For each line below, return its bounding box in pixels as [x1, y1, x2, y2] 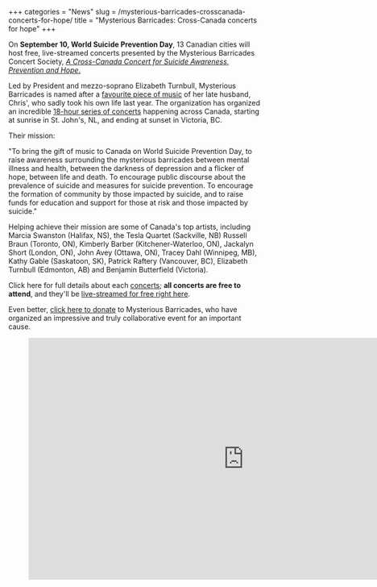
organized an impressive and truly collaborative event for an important [8, 314, 242, 323]
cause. [8, 322, 31, 331]
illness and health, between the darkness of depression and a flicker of [8, 164, 244, 173]
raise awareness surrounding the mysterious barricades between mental [8, 155, 250, 164]
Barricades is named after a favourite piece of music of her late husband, [8, 90, 251, 99]
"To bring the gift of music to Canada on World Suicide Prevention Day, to [8, 147, 252, 156]
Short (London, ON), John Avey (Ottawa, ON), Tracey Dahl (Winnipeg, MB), [8, 248, 258, 257]
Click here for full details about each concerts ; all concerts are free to [8, 281, 242, 289]
